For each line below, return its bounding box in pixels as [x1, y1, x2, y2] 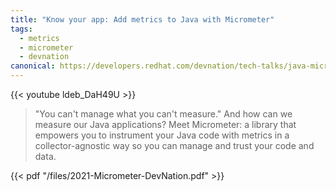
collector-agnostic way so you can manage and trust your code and [34, 140, 315, 151]
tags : [10, 24, 33, 34]
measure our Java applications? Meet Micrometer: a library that [34, 119, 297, 130]
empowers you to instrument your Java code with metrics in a [34, 129, 290, 141]
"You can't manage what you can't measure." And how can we [34, 108, 293, 120]
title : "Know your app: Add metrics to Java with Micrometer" [10, 14, 275, 25]
